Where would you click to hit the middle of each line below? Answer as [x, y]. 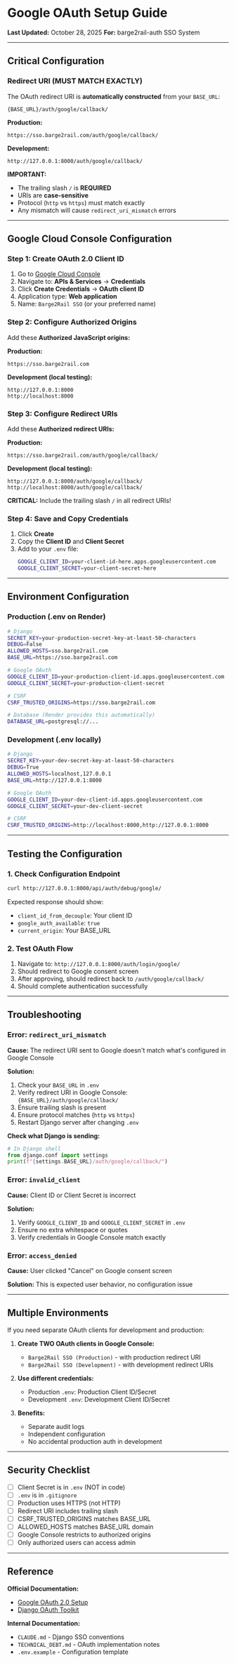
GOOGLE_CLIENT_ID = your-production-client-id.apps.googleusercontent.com [116, 677]
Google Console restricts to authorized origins [84, 1534]
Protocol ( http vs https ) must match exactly [81, 202]
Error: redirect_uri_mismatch [57, 1035]
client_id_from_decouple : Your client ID [75, 915]
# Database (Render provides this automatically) [81, 715]
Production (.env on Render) [57, 617]
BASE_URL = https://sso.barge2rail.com [63, 658]
